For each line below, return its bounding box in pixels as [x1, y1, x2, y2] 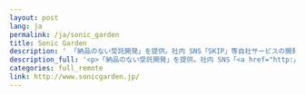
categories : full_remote [9, 64, 103, 73]
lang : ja [9, 22, 43, 31]
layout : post [9, 13, 59, 23]
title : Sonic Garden [9, 38, 88, 48]
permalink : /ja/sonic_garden [9, 30, 120, 39]
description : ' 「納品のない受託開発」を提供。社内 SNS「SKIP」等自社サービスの [9, 47, 286, 56]
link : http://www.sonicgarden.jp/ [9, 72, 141, 81]
